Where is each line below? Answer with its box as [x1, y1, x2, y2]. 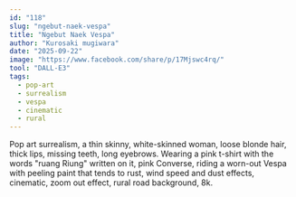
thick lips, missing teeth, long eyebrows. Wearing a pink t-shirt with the [9, 148, 274, 159]
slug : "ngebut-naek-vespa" [9, 22, 111, 31]
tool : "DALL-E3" [9, 64, 71, 73]
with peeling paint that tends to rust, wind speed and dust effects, [9, 168, 255, 179]
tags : [9, 72, 30, 81]
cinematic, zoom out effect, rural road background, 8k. [9, 177, 214, 188]
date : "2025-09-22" [9, 47, 83, 56]
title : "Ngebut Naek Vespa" [9, 30, 116, 39]
